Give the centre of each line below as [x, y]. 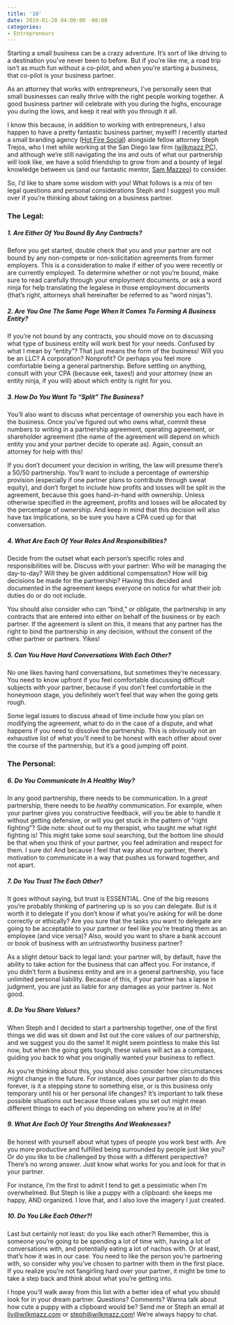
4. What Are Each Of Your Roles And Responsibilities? [87, 540]
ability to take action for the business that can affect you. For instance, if [111, 964]
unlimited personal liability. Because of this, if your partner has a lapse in [112, 979]
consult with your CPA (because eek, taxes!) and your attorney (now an [110, 373]
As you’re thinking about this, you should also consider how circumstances [115, 1071]
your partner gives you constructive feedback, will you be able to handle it [114, 813]
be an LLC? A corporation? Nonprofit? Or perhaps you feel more [99, 358]
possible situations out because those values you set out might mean [107, 1100]
